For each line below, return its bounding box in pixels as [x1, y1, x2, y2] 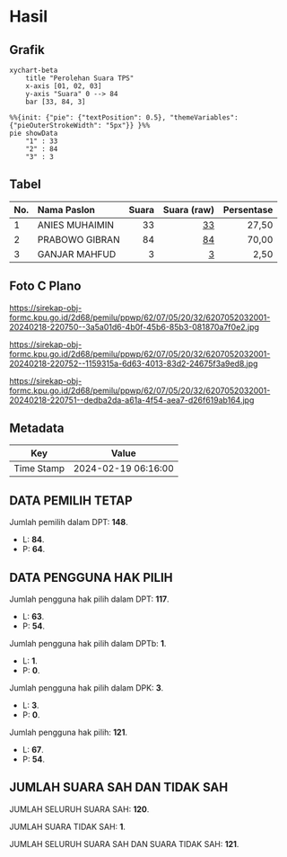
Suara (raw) [162, 203, 215, 216]
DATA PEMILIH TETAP [9, 493, 133, 508]
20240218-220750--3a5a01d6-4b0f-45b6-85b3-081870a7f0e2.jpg [9, 321, 260, 332]
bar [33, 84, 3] [25, 97, 87, 106]
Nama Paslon [37, 203, 96, 216]
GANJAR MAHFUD [37, 247, 117, 260]
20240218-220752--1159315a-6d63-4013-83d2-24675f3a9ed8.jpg [9, 358, 258, 369]
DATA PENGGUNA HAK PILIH [9, 569, 173, 585]
